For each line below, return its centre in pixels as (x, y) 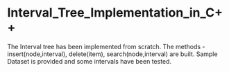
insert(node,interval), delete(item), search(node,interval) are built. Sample (112, 54)
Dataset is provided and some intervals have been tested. (90, 61)
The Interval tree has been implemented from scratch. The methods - (107, 46)
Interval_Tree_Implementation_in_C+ (115, 13)
